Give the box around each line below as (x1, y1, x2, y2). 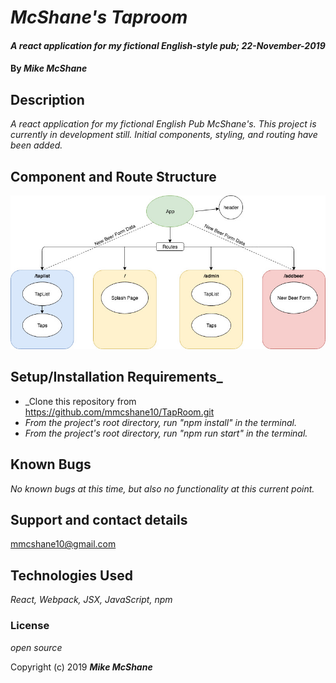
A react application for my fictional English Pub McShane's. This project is (10, 118, 317, 130)
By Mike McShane (10, 62, 88, 75)
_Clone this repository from (24, 395, 137, 407)
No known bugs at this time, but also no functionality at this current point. (10, 482, 315, 495)
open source (10, 641, 63, 653)
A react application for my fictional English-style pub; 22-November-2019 (10, 39, 326, 51)
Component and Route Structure (10, 168, 217, 185)
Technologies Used (10, 567, 133, 584)
